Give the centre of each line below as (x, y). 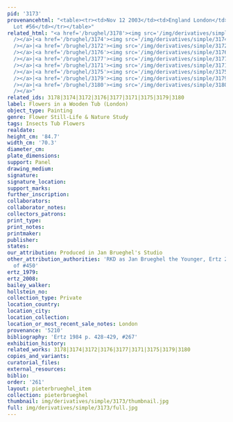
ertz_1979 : (23, 272)
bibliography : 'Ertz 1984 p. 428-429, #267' (72, 337)
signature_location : (37, 181)
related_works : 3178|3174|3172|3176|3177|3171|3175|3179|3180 (99, 350)
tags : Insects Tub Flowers (46, 123)
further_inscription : (38, 195)
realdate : (21, 130)
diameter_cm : (26, 149)
